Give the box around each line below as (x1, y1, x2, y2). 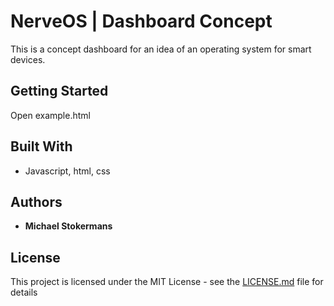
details (10, 286, 38, 299)
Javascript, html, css (24, 165, 111, 177)
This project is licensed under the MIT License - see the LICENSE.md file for (10, 276, 324, 288)
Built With (10, 138, 73, 155)
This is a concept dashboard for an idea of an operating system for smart (10, 43, 312, 55)
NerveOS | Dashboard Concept (10, 10, 273, 33)
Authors (10, 193, 63, 210)
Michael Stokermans (24, 220, 113, 232)
